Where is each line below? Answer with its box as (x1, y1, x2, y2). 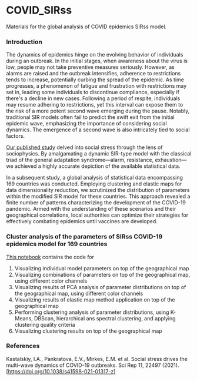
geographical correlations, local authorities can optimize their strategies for (6, 211, 189, 218)
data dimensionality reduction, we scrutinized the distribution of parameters (6, 187, 190, 194)
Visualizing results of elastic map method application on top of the (14, 296, 175, 303)
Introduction (6, 38, 42, 46)
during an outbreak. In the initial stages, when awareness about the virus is (6, 57, 188, 65)
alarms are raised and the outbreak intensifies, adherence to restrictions (6, 70, 181, 77)
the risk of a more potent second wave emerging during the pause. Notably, (6, 107, 190, 115)
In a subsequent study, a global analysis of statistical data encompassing (6, 174, 183, 181)
